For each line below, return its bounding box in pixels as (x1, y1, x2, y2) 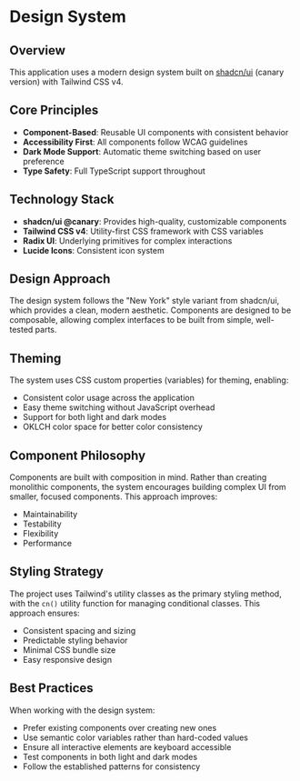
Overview (9, 43, 66, 58)
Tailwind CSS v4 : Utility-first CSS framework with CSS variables (22, 225, 264, 236)
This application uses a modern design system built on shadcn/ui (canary (9, 66, 285, 77)
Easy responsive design (22, 654, 112, 665)
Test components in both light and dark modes (22, 751, 198, 762)
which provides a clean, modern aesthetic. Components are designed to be (9, 305, 292, 315)
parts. (35, 325, 57, 335)
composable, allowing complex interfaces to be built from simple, (9, 315, 255, 325)
